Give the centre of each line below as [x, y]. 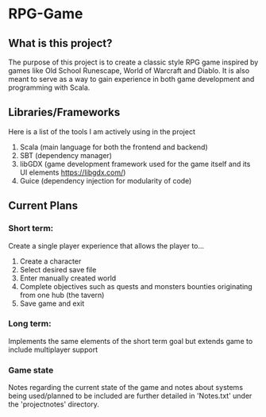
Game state [31, 370]
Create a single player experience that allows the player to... [106, 245]
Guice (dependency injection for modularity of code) [106, 180]
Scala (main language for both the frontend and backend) [114, 147]
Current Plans [43, 206]
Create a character [50, 261]
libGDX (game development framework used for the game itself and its [135, 164]
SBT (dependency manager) [66, 155]
